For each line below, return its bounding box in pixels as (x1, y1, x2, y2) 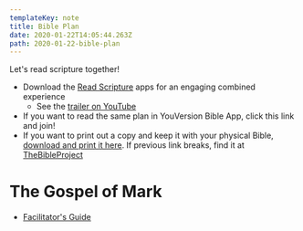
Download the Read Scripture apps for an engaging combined (22, 81, 256, 92)
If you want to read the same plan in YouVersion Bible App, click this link (22, 110, 295, 121)
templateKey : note (9, 13, 79, 23)
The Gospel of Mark (9, 182, 162, 202)
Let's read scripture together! (9, 64, 120, 75)
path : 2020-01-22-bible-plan (9, 38, 120, 48)
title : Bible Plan (9, 22, 79, 31)
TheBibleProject (22, 150, 84, 161)
